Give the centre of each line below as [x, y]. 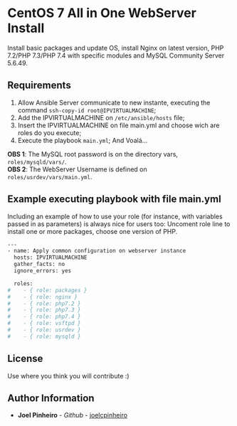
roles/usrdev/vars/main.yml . [50, 176]
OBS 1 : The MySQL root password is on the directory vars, [93, 154]
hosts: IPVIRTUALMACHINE [51, 257]
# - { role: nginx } [43, 297]
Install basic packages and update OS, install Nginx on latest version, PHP [116, 48]
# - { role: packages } [47, 290]
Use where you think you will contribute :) [68, 376]
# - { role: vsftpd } [44, 324]
